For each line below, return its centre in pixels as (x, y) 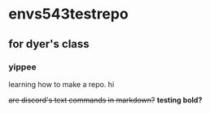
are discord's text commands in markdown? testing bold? (105, 100)
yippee (22, 67)
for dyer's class (49, 44)
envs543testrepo (68, 14)
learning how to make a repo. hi (61, 84)
